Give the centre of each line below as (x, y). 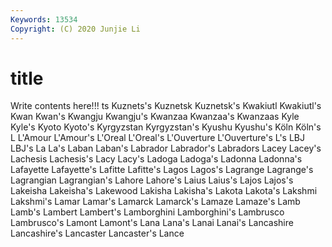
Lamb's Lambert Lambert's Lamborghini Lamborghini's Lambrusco (147, 212)
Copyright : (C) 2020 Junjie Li (75, 29)
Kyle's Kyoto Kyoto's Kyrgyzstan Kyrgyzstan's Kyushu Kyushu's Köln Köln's (166, 127)
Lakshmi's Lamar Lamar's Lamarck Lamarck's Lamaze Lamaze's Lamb (155, 202)
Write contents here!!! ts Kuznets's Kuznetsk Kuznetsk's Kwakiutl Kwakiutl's (166, 106)
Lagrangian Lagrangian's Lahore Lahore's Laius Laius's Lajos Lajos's (152, 180)
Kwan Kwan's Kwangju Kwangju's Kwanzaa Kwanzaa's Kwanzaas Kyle (155, 117)
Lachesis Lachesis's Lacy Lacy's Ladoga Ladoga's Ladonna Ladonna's (156, 159)
